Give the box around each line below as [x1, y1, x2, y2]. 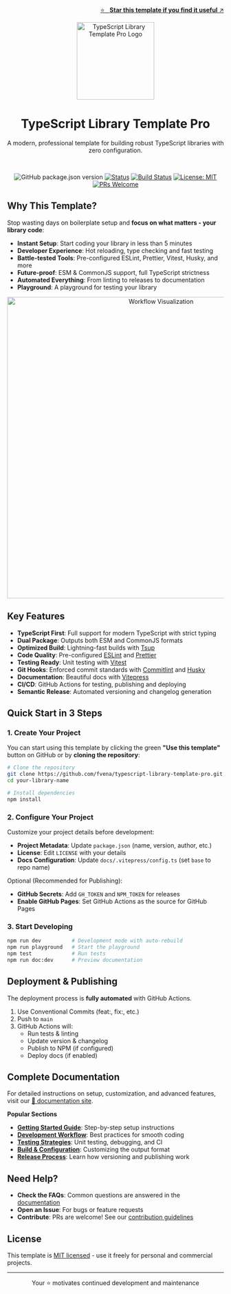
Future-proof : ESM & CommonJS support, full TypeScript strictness [16, 268, 210, 276]
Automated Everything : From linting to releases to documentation [16, 276, 205, 284]
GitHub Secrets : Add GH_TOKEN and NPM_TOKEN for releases [16, 890, 180, 898]
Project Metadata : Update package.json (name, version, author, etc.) [16, 841, 212, 850]
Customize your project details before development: [7, 828, 155, 836]
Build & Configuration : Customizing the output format [16, 1145, 170, 1153]
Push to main [16, 1014, 54, 1023]
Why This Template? [7, 200, 98, 212]
